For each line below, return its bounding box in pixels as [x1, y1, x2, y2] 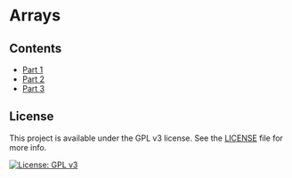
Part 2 [21, 74, 45, 85]
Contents [9, 41, 62, 56]
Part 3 [21, 84, 45, 93]
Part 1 [21, 64, 44, 75]
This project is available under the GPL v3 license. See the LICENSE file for [9, 133, 283, 143]
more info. [9, 142, 47, 152]
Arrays [9, 5, 61, 26]
